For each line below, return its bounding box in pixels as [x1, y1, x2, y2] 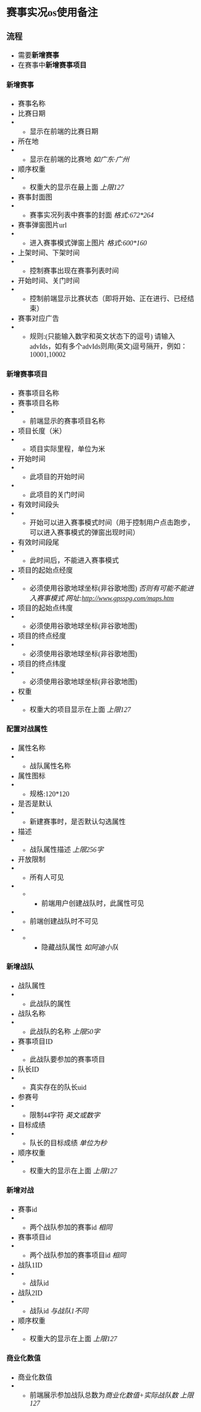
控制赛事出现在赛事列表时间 [29, 267, 119, 275]
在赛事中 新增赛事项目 [18, 61, 87, 70]
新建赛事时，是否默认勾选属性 [29, 817, 126, 826]
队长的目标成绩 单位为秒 [29, 1139, 107, 1147]
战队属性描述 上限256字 [29, 845, 104, 854]
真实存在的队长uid [29, 1083, 87, 1092]
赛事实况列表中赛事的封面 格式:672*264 [29, 211, 154, 220]
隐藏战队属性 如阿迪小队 [41, 943, 119, 952]
